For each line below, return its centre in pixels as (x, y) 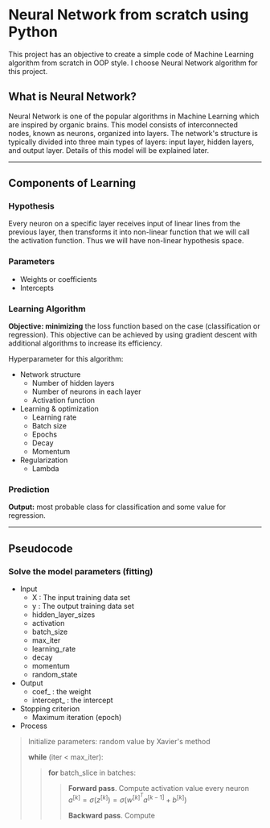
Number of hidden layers (73, 383)
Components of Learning (72, 183)
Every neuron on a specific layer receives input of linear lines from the (125, 224)
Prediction (29, 489)
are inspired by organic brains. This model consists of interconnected (123, 124)
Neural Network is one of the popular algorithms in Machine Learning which (134, 116)
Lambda (45, 469)
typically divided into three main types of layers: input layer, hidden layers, (131, 142)
